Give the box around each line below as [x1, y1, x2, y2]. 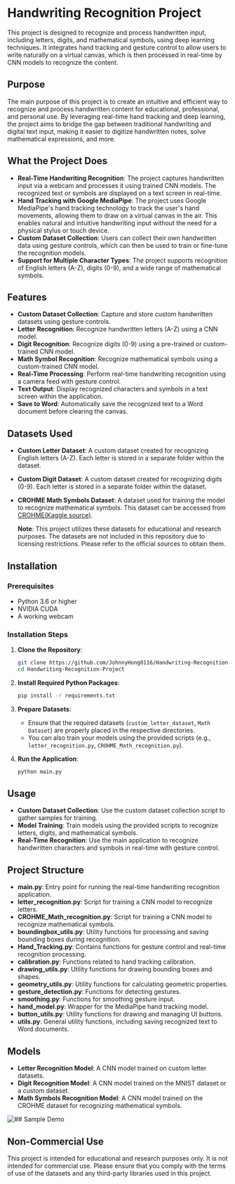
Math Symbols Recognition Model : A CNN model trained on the [17, 1094, 203, 1102]
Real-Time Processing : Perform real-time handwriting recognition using [17, 370, 226, 378]
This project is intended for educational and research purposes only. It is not [7, 1154, 228, 1162]
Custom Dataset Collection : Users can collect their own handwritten [17, 234, 217, 242]
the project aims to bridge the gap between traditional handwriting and [7, 120, 212, 128]
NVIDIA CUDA [17, 604, 58, 613]
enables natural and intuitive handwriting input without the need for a [17, 218, 217, 227]
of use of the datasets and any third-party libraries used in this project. [7, 1169, 212, 1177]
